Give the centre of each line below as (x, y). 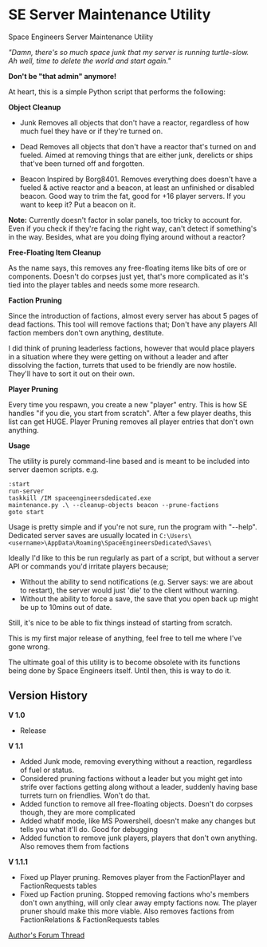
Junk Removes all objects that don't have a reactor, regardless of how (134, 122)
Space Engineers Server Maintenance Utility (81, 37)
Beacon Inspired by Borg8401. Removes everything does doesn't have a (138, 179)
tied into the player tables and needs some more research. (104, 284)
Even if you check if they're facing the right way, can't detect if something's (133, 228)
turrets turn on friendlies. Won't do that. (85, 795)
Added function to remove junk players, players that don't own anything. (138, 838)
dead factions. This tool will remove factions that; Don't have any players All (133, 324)
